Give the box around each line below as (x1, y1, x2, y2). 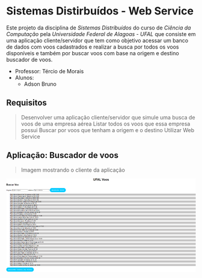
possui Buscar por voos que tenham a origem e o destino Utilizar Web (20, 126, 195, 133)
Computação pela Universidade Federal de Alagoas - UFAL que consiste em (6, 30, 196, 37)
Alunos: (14, 74, 34, 81)
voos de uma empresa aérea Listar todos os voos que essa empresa (20, 120, 191, 127)
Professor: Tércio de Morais (14, 67, 84, 74)
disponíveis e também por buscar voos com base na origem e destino (6, 49, 179, 56)
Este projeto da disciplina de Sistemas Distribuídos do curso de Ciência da (6, 24, 191, 31)
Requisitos (6, 98, 47, 108)
